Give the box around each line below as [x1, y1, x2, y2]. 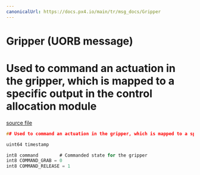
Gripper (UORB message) [6, 34, 133, 48]
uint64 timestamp [6, 141, 49, 148]
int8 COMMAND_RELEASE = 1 [6, 163, 70, 170]
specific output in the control [6, 87, 153, 100]
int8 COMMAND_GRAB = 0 [6, 158, 62, 164]
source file [6, 119, 33, 126]
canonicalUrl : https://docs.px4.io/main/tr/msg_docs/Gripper [6, 8, 161, 15]
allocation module [6, 99, 97, 113]
